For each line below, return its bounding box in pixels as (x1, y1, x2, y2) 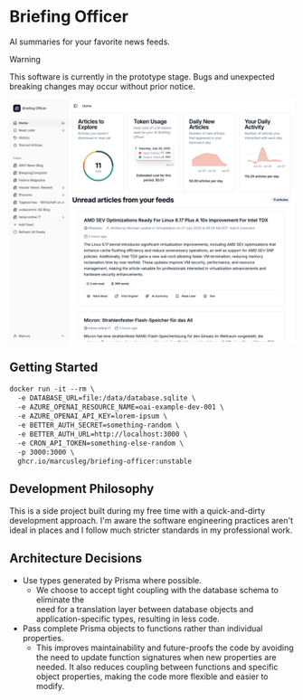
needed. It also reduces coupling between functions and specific (35, 661, 279, 672)
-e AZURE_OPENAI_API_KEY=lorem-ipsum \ (17, 411, 168, 421)
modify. (35, 680, 65, 691)
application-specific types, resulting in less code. (35, 613, 220, 624)
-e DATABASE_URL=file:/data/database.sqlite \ (17, 393, 196, 402)
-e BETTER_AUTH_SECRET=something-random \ (17, 421, 180, 430)
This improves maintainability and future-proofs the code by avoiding (35, 642, 294, 653)
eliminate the (35, 594, 84, 605)
